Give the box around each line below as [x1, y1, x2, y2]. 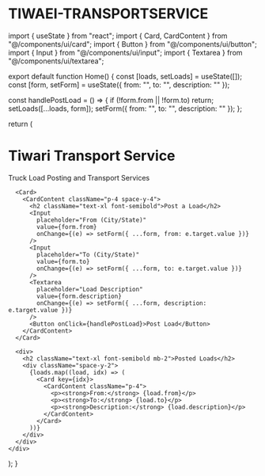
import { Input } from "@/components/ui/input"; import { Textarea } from [8, 48, 243, 57]
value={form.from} [36, 223, 97, 230]
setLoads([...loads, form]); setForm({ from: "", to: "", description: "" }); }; [8, 104, 243, 113]
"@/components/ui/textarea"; [8, 56, 104, 66]
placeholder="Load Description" [36, 285, 144, 293]
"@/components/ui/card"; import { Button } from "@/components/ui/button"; [8, 39, 257, 48]
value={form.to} [36, 257, 90, 265]
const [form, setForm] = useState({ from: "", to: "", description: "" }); [8, 80, 230, 89]
